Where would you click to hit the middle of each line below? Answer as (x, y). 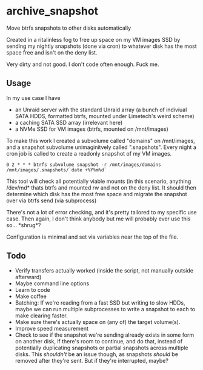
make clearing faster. (41, 315)
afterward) (28, 277)
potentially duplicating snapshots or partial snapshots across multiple (102, 348)
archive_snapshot (52, 11)
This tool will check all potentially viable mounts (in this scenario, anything (99, 181)
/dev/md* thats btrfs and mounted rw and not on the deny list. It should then (101, 187)
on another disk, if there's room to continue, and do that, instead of (99, 341)
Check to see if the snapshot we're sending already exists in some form (105, 335)
